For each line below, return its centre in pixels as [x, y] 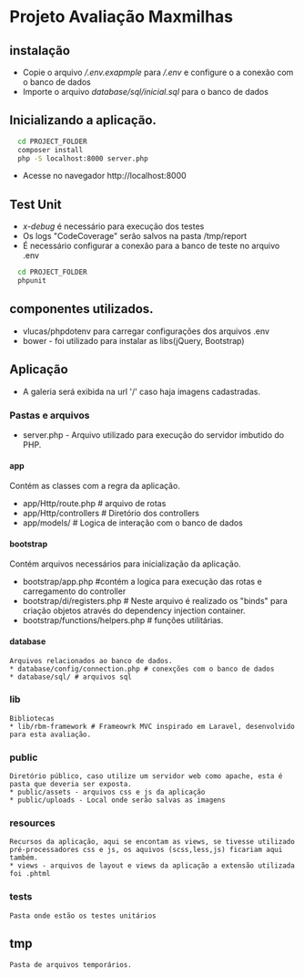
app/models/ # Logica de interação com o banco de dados [132, 523]
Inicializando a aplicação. [83, 120]
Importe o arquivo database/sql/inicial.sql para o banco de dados [145, 92]
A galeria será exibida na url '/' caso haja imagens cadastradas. [142, 391]
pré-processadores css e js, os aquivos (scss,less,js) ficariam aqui [146, 850]
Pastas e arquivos [50, 415]
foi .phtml [30, 874]
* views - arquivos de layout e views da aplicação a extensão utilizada [152, 866]
